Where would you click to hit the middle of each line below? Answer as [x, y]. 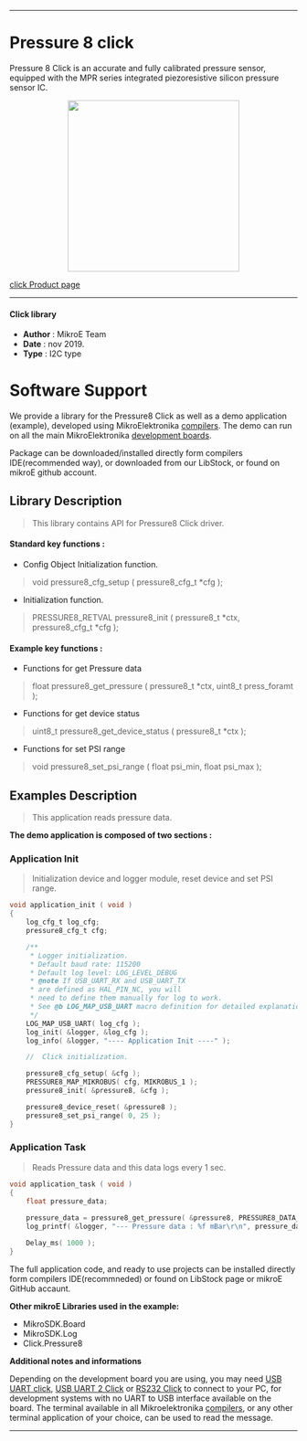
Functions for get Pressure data [82, 669]
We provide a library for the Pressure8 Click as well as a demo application [148, 416]
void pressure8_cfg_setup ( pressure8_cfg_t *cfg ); [127, 582]
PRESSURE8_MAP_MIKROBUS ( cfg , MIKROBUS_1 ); [112, 1082]
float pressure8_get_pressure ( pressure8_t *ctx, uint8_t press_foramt [163, 686]
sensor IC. [29, 87]
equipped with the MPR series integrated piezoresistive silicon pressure [144, 78]
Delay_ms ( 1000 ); [61, 1244]
